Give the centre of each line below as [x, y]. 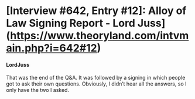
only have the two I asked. [37, 90]
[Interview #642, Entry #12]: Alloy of [96, 11]
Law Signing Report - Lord [71, 23]
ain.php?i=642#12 [52, 48]
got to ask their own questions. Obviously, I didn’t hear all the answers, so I [96, 84]
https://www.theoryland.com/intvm [100, 36]
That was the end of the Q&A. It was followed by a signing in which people [96, 78]
